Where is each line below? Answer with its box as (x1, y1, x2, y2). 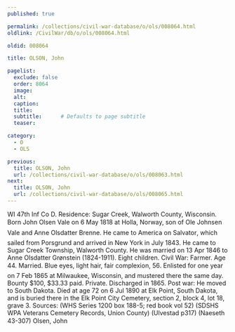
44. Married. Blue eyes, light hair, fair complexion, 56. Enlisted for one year (7, 261, 223, 270)
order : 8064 (13, 81, 49, 88)
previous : (7, 158, 36, 165)
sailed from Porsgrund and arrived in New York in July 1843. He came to (7, 238, 216, 246)
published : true (7, 10, 55, 18)
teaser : (13, 120, 36, 127)
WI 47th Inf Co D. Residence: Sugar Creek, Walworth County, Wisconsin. (7, 210, 217, 218)
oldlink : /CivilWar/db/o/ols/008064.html (7, 29, 130, 36)
